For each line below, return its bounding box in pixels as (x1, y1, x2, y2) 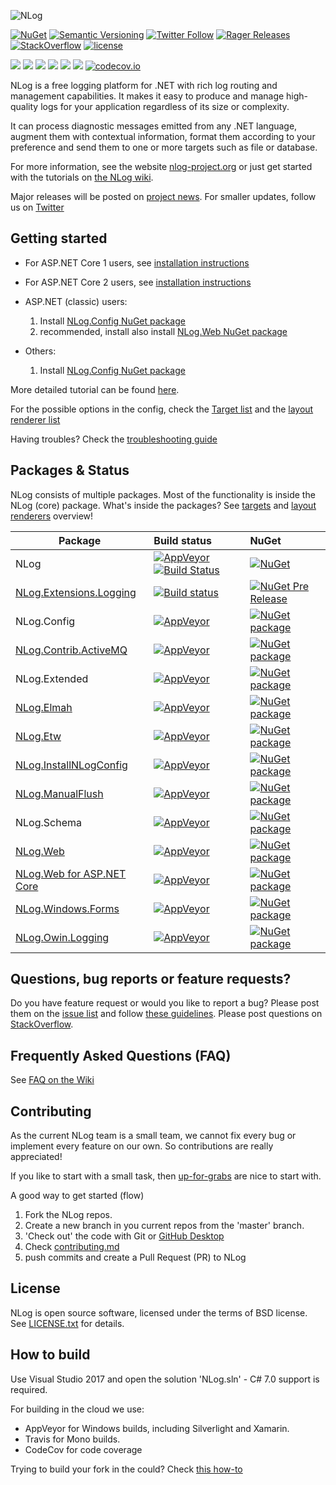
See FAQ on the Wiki (10, 1074, 95, 1086)
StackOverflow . (10, 1018, 74, 1030)
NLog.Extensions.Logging (15, 585, 137, 599)
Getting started (10, 230, 108, 247)
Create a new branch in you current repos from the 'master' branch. (24, 1220, 305, 1232)
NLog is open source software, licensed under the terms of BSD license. (10, 1306, 308, 1319)
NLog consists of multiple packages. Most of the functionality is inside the (10, 488, 316, 500)
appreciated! (10, 1151, 63, 1163)
